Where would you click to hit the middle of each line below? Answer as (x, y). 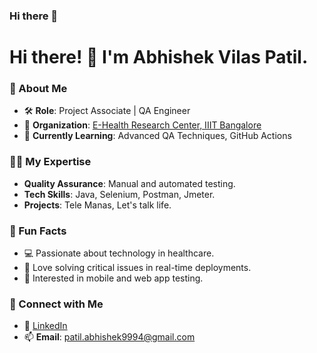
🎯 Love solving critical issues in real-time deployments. (137, 267)
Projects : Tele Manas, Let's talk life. (97, 205)
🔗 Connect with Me (56, 304)
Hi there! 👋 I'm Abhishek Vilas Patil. (159, 57)
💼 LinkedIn (45, 326)
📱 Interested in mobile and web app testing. (113, 278)
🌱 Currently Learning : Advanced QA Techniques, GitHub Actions (157, 136)
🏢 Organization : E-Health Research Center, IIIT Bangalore (142, 125)
